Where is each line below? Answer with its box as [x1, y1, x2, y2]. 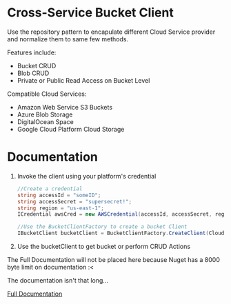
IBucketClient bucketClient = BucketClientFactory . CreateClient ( [17, 230, 209, 237]
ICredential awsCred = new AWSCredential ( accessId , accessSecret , [17, 211, 212, 218]
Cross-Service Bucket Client [7, 5, 174, 21]
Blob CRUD [17, 69, 50, 77]
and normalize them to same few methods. [7, 34, 129, 43]
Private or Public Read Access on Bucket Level [17, 76, 150, 84]
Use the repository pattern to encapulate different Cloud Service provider [7, 28, 216, 36]
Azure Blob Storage [17, 110, 73, 119]
